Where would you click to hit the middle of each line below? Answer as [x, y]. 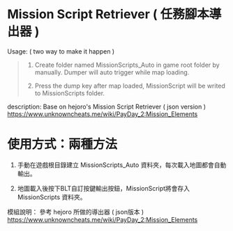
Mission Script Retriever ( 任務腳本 [108, 14]
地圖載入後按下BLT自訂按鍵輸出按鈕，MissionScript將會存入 [104, 188]
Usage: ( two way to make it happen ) [61, 51]
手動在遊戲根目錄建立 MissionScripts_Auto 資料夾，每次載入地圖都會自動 [122, 165]
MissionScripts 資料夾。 [52, 197]
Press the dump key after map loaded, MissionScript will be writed [130, 86]
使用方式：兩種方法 [62, 144]
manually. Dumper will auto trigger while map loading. [112, 72]
